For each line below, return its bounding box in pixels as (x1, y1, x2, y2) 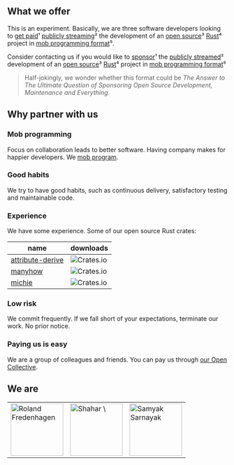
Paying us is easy (7, 339, 68, 349)
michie (10, 278, 33, 288)
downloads (70, 244, 108, 253)
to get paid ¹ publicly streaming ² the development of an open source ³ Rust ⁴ (7, 31, 222, 40)
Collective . (7, 362, 38, 371)
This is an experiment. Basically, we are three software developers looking (7, 24, 221, 32)
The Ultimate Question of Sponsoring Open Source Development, (24, 80, 213, 89)
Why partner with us (7, 108, 98, 121)
